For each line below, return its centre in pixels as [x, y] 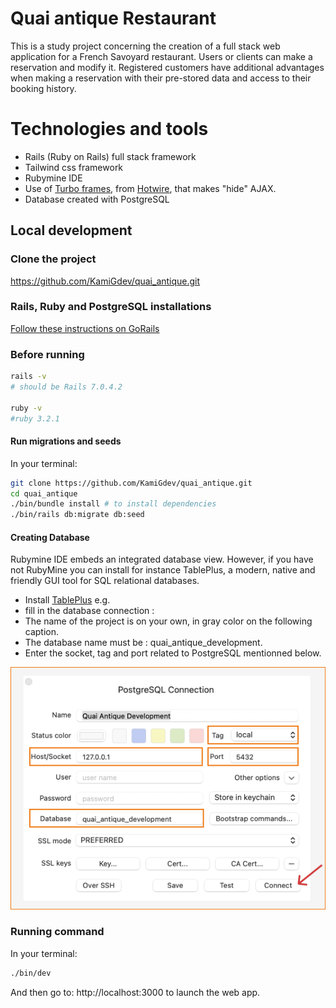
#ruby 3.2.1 [35, 418]
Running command [57, 932]
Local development [71, 230]
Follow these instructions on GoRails [85, 328]
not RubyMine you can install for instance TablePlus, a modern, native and [163, 570]
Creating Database [50, 537]
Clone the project [53, 259]
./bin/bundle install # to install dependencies [113, 504]
